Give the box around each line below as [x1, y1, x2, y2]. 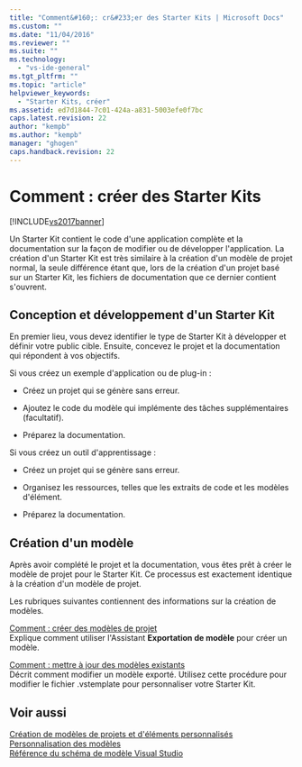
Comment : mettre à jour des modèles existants [9, 660, 186, 671]
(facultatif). [22, 412, 65, 424]
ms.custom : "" [9, 22, 63, 31]
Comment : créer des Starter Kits [9, 186, 261, 206]
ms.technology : [9, 55, 67, 64]
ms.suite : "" [9, 47, 59, 56]
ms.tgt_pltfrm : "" [9, 72, 78, 81]
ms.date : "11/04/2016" [9, 30, 95, 39]
